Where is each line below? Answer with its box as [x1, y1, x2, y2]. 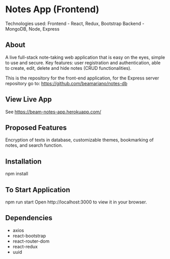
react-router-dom [12, 238, 50, 244]
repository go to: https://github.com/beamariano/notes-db [5, 80, 128, 86]
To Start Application [5, 185, 70, 194]
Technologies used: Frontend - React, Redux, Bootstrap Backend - [5, 20, 145, 27]
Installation [5, 157, 42, 166]
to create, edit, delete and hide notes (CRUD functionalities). [5, 65, 132, 71]
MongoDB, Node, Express [5, 25, 60, 32]
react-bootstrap [12, 232, 46, 239]
